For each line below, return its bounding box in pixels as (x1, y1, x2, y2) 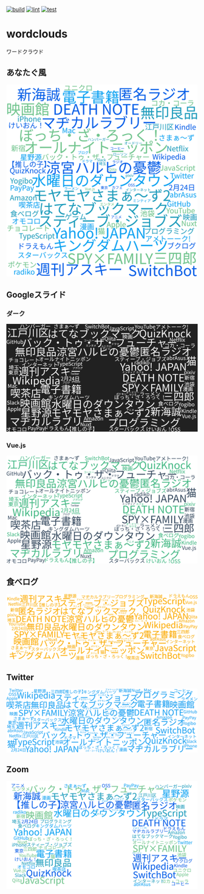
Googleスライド (6, 290, 66, 300)
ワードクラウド (6, 48, 44, 55)
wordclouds (6, 27, 68, 41)
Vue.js (6, 442, 26, 450)
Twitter (6, 672, 35, 682)
